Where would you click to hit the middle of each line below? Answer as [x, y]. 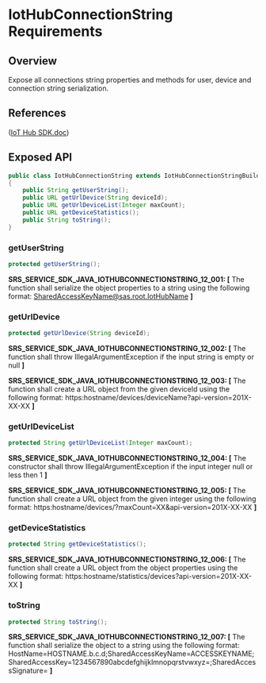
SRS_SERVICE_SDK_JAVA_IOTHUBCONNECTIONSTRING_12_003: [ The [127, 380]
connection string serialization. [59, 88]
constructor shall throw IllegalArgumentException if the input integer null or [131, 467]
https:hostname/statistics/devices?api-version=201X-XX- [158, 577]
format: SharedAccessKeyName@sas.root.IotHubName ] [101, 296]
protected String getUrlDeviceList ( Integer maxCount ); [101, 443]
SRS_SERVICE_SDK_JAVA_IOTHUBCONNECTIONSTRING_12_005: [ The [127, 491]
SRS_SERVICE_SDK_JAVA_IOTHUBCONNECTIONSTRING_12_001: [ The [126, 279]
